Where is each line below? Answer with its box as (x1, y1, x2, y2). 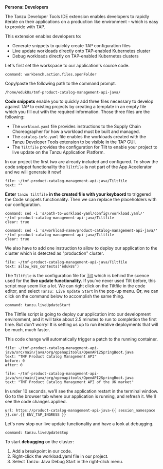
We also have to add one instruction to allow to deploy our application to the (5, 245, 158, 251)
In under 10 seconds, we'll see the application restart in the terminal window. (5, 388, 159, 394)
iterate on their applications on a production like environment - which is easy (5, 19, 159, 24)
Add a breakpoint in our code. (12, 448, 72, 454)
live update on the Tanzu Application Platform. (12, 150, 105, 155)
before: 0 (5, 358, 25, 363)
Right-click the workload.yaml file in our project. (12, 453, 109, 459)
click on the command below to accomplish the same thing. (5, 293, 125, 299)
